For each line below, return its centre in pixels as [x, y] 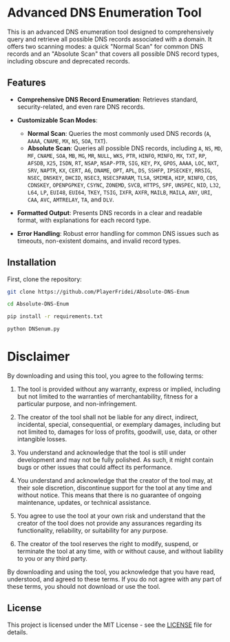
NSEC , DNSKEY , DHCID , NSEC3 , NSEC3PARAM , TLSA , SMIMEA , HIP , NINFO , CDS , [123, 177]
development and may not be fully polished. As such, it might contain [115, 460]
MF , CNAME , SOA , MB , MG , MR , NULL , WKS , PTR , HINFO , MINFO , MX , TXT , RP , [117, 155]
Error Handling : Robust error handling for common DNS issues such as [118, 233]
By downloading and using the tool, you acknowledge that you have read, [111, 572]
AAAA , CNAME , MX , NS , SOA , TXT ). [67, 141]
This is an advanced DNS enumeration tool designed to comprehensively [111, 32]
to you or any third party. [52, 559]
